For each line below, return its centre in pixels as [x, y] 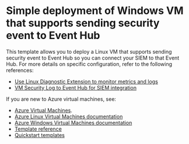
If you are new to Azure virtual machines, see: [61, 99]
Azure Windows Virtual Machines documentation [73, 122]
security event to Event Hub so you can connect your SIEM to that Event [93, 58]
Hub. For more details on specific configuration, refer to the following [89, 64]
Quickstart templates [40, 135]
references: [20, 70]
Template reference [38, 129]
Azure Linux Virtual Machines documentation [69, 116]
